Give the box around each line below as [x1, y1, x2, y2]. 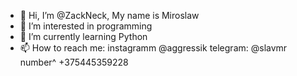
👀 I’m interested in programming [19, 20, 153, 32]
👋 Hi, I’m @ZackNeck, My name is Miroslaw [19, 10, 200, 21]
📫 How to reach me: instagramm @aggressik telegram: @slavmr [19, 42, 288, 54]
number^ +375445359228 [19, 56, 129, 68]
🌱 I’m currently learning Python [19, 31, 148, 42]
